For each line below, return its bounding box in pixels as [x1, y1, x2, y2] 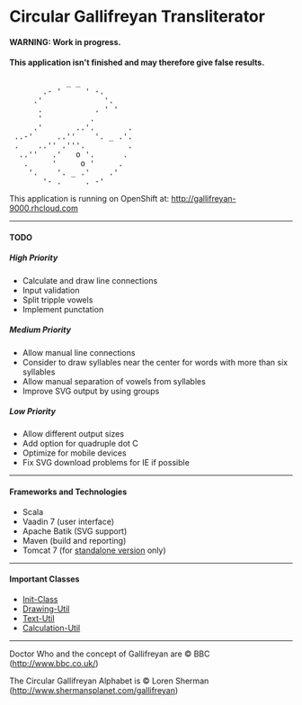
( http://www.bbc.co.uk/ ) [9, 657, 99, 668]
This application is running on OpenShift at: [9, 193, 170, 203]
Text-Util [22, 612, 56, 623]
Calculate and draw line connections [22, 275, 158, 285]
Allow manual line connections [22, 347, 136, 357]
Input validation [22, 285, 80, 295]
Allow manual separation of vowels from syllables [22, 375, 207, 386]
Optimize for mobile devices [22, 447, 128, 458]
